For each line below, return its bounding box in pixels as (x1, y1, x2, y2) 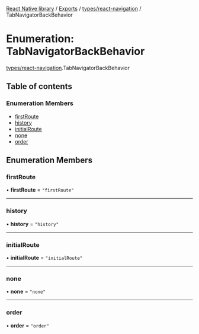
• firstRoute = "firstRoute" (6, 186, 74, 193)
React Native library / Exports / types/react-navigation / (6, 5, 142, 12)
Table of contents (6, 81, 72, 91)
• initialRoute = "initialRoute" (6, 254, 83, 261)
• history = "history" (6, 220, 59, 227)
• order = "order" (6, 322, 49, 329)
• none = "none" (6, 288, 46, 295)
